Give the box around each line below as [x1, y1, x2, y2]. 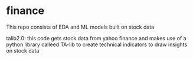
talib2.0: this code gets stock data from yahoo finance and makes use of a [6, 34, 187, 41]
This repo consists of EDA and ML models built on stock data [6, 23, 155, 30]
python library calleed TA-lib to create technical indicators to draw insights [6, 41, 188, 48]
